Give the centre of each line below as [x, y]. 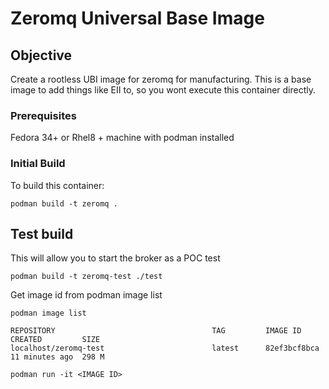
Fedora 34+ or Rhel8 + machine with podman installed [122, 138]
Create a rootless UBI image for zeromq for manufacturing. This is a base [161, 79]
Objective [41, 55]
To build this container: [57, 185]
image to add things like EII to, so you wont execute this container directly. [163, 90]
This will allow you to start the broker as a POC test [115, 258]
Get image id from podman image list [86, 295]
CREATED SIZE [55, 340]
